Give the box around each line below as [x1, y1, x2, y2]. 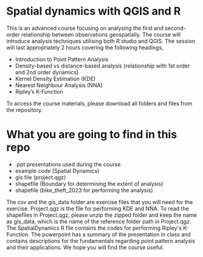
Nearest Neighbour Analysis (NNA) [15, 81, 103, 89]
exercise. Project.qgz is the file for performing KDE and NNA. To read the [6, 205, 190, 212]
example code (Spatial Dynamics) [15, 167, 100, 174]
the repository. [6, 106, 43, 113]
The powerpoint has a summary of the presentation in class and [30, 230, 191, 238]
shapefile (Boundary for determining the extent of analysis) [15, 180, 163, 187]
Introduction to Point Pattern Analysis [15, 55, 109, 63]
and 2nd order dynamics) [15, 68, 79, 76]
